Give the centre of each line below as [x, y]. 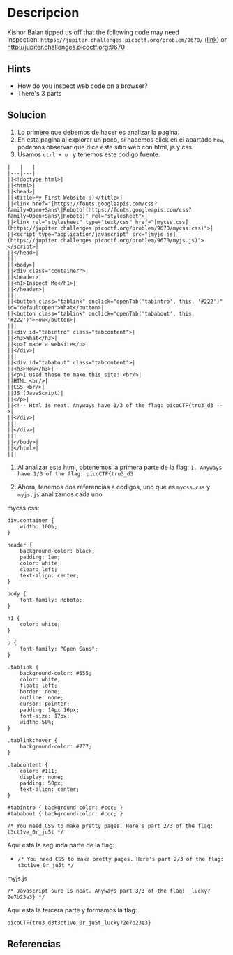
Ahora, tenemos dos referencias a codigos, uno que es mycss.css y [114, 487]
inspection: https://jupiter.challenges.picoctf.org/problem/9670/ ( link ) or [117, 39]
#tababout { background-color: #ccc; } [65, 814]
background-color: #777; [56, 746]
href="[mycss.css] [162, 222]
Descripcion [43, 13]
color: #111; [39, 771]
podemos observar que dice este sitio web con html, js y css [104, 147]
